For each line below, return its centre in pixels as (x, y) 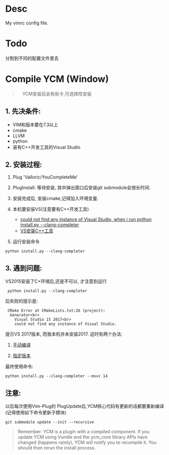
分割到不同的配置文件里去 (32, 58)
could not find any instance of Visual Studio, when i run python (86, 220)
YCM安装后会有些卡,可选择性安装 (57, 94)
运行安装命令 (26, 241)
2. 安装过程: (24, 165)
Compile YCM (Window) (57, 79)
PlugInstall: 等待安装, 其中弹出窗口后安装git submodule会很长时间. (81, 188)
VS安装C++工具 (37, 231)
